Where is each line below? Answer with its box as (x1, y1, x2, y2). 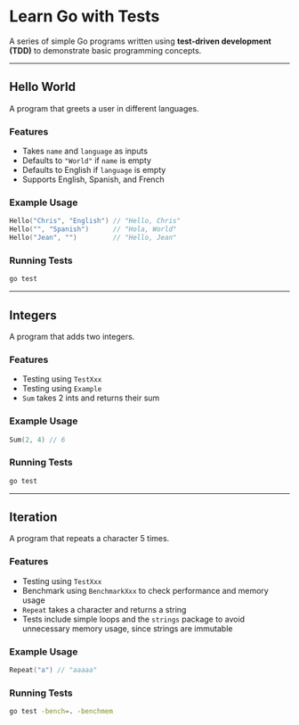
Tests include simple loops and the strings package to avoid (21, 614, 246, 624)
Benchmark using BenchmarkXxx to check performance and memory (21, 585, 269, 596)
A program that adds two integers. (9, 331, 135, 342)
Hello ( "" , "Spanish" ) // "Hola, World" (9, 225, 177, 234)
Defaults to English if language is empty (21, 165, 166, 176)
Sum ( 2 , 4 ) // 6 (9, 435, 66, 444)
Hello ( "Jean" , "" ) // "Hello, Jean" (9, 234, 177, 243)
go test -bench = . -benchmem (9, 707, 114, 716)
